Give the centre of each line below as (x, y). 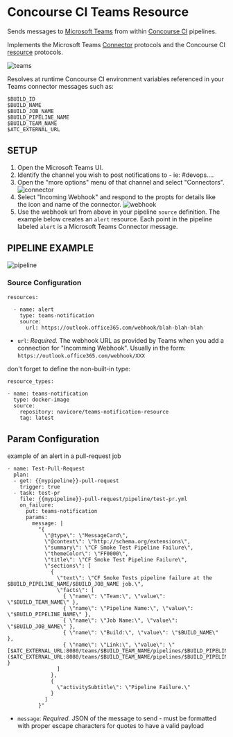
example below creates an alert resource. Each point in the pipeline (115, 219)
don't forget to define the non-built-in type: (69, 368)
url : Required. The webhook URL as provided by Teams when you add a (120, 340)
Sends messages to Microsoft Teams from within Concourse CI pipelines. (112, 31)
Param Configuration (53, 439)
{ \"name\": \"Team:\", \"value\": (114, 596)
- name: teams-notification (48, 393)
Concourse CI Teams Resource (98, 12)
